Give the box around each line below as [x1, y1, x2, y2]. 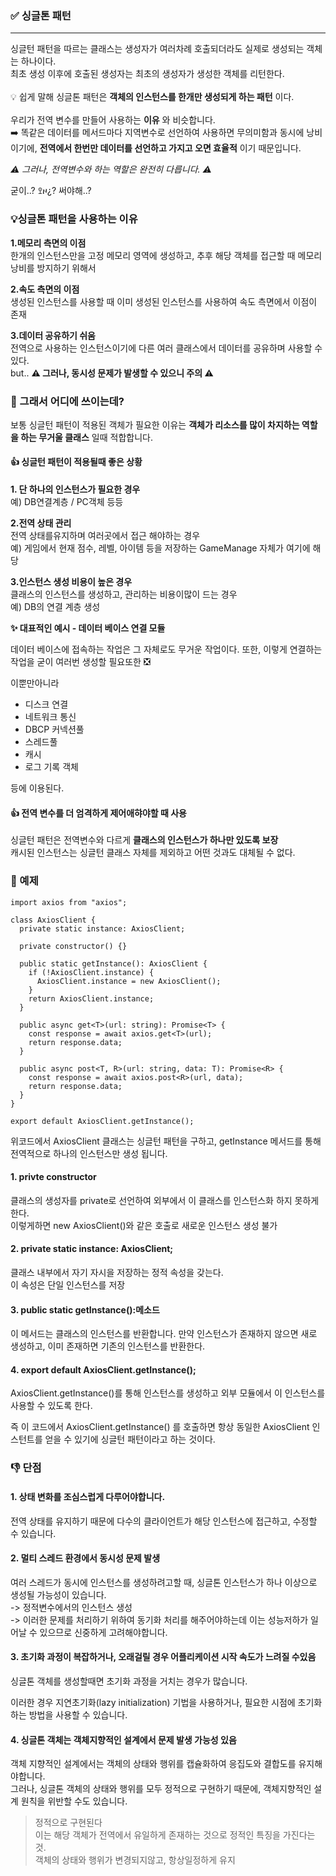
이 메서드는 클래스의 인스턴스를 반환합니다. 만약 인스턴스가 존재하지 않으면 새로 [10, 1328, 318, 1340]
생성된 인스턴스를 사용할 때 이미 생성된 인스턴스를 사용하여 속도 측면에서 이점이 [10, 295, 318, 307]
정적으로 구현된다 [34, 1817, 103, 1829]
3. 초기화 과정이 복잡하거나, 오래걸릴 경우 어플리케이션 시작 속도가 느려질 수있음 [10, 1651, 317, 1663]
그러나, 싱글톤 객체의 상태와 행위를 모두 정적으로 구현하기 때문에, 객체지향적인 [10, 1783, 312, 1795]
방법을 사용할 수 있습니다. [28, 1708, 128, 1721]
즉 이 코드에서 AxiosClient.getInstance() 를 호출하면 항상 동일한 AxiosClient [10, 1421, 310, 1433]
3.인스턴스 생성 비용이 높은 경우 [10, 576, 133, 588]
